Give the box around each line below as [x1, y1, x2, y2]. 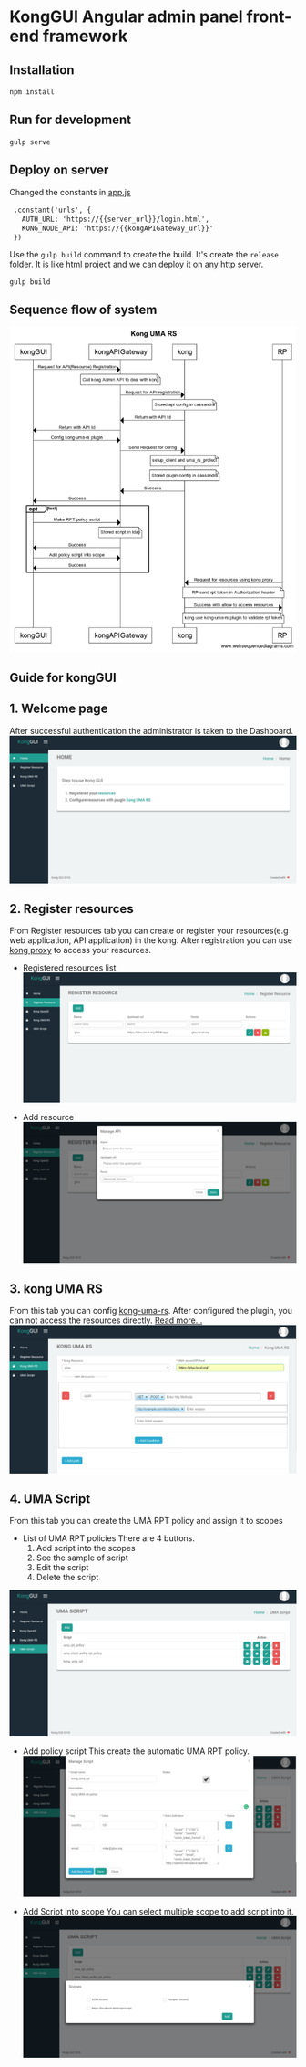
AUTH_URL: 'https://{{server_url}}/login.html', [21, 215, 209, 224]
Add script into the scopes [36, 1543, 136, 1554]
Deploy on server [9, 163, 109, 178]
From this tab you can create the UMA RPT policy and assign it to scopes [9, 1516, 284, 1527]
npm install [9, 88, 55, 97]
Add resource [22, 1112, 75, 1123]
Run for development [9, 112, 132, 128]
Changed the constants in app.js [9, 186, 131, 197]
